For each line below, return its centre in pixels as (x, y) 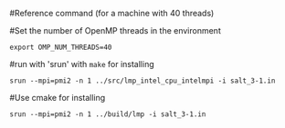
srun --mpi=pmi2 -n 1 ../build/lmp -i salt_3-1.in (108, 114)
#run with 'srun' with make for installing (82, 64)
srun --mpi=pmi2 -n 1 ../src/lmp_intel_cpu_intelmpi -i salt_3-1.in (142, 81)
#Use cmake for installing (58, 98)
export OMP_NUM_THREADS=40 (61, 47)
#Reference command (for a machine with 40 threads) (112, 13)
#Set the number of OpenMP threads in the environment (115, 30)
